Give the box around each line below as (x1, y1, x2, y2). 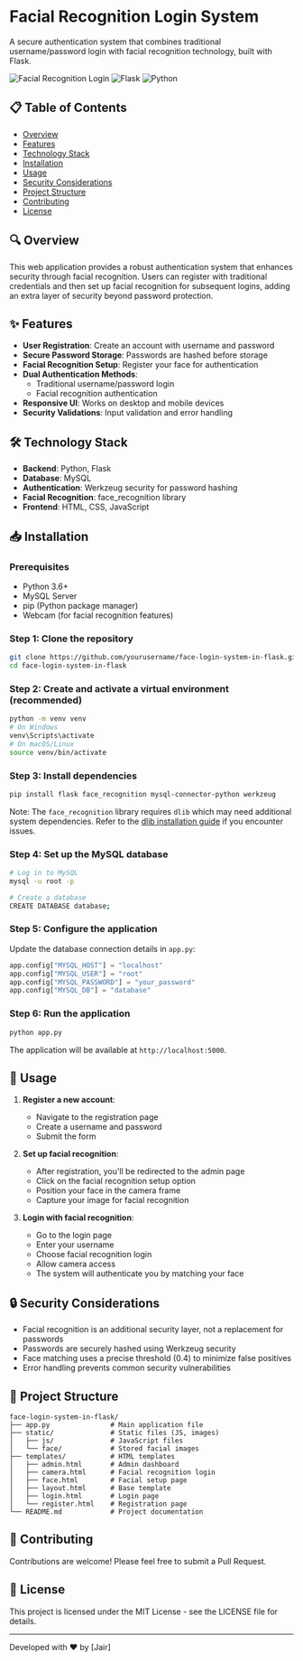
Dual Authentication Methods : (22, 369, 138, 380)
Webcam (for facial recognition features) (22, 610, 174, 621)
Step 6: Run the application (9, 1007, 131, 1020)
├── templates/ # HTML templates (9, 1451, 176, 1460)
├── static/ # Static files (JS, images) (9, 1428, 220, 1437)
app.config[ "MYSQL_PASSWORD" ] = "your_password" (9, 977, 196, 986)
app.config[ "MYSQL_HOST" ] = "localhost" (9, 960, 164, 970)
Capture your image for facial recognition (35, 1195, 189, 1206)
